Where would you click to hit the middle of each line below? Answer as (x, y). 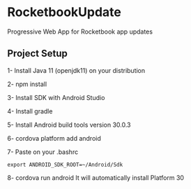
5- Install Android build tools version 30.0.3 (69, 125)
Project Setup (38, 54)
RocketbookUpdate (64, 12)
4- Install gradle (30, 111)
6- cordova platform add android (54, 138)
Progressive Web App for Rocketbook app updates (80, 31)
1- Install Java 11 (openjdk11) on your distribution (76, 70)
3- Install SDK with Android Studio (56, 97)
